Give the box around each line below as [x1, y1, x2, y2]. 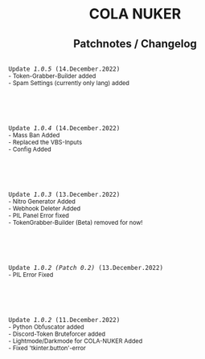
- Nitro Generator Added [8, 198, 76, 206]
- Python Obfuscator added [8, 323, 84, 331]
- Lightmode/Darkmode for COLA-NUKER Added [8, 337, 143, 345]
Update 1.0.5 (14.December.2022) [8, 65, 121, 73]
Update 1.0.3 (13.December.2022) [8, 190, 121, 198]
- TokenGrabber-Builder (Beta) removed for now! [8, 218, 143, 226]
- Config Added [8, 145, 51, 153]
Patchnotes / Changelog [73, 37, 197, 51]
